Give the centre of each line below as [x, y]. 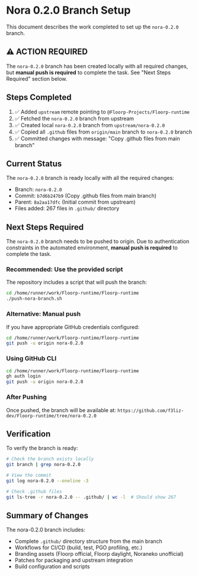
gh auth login [24, 376]
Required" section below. [37, 78]
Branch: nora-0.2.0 [38, 189]
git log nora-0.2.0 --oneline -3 [47, 481]
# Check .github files [34, 491]
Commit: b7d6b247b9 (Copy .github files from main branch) [86, 196]
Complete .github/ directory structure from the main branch [89, 542]
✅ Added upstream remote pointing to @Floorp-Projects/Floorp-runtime [102, 112]
